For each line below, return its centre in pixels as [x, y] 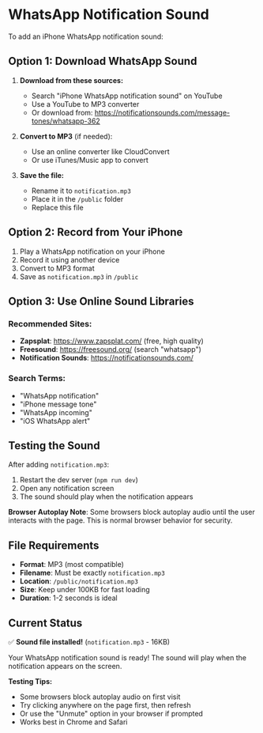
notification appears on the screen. [65, 666]
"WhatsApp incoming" [56, 412]
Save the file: [42, 175]
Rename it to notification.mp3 [81, 191]
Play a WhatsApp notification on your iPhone [92, 251]
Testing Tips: [30, 681]
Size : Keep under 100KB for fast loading [85, 590]
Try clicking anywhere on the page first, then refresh [105, 705]
